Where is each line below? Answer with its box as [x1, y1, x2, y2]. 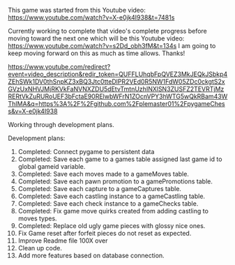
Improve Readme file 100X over [17, 236, 108, 245]
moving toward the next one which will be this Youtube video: [8, 34, 185, 43]
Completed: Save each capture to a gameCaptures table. [17, 185, 182, 192]
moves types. [17, 214, 58, 222]
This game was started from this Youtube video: [8, 6, 146, 14]
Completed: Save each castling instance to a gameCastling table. [17, 192, 205, 200]
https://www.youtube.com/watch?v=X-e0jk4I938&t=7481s [8, 13, 175, 22]
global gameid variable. [17, 162, 86, 170]
